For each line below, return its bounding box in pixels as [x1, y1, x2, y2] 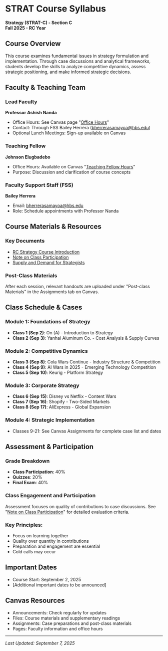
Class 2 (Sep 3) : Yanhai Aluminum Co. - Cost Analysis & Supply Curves [12, 335, 159, 341]
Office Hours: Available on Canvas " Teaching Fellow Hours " [12, 163, 135, 169]
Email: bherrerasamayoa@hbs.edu [12, 202, 83, 208]
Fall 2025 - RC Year [5, 25, 46, 31]
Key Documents [5, 238, 45, 245]
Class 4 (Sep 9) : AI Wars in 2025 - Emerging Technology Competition [12, 364, 156, 370]
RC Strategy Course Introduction [12, 249, 80, 255]
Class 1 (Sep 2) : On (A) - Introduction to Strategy [12, 329, 113, 336]
